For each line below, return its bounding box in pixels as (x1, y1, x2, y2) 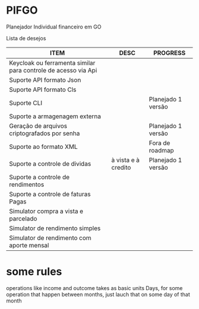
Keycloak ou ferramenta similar (9, 59, 96, 67)
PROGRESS (153, 49, 186, 57)
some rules (6, 265, 62, 279)
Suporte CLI (9, 98, 43, 107)
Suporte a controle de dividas (9, 160, 91, 168)
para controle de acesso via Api (9, 66, 98, 74)
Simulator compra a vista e (9, 207, 84, 215)
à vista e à (111, 155, 140, 164)
